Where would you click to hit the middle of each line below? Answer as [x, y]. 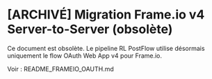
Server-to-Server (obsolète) [90, 29]
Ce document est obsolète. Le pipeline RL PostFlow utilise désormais [106, 48]
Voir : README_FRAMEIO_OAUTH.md [61, 69]
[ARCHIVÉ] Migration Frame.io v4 [106, 15]
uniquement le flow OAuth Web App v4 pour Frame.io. [84, 56]
